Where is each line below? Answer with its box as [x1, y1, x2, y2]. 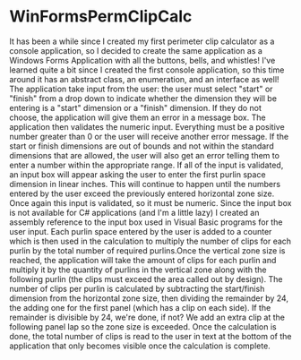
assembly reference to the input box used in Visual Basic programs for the [9, 217, 283, 227]
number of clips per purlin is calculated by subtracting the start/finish [9, 283, 265, 294]
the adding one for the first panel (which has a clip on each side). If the [9, 302, 271, 313]
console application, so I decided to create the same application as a [9, 45, 262, 56]
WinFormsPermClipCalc [9, 6, 193, 27]
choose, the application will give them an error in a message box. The [9, 112, 266, 123]
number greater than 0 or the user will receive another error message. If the [9, 131, 289, 141]
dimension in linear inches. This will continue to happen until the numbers [9, 178, 280, 189]
